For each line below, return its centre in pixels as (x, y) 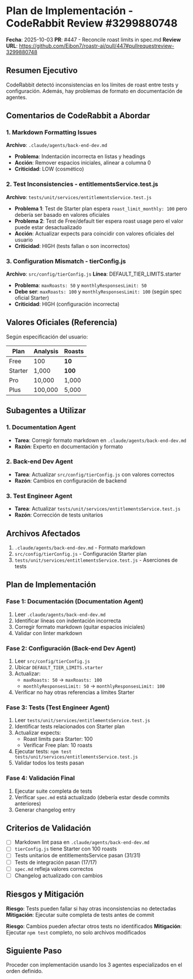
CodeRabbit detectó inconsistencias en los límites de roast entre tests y (92, 85)
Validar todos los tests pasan (49, 763)
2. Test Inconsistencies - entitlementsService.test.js (82, 185)
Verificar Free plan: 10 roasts (58, 745)
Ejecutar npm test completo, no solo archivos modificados (76, 932)
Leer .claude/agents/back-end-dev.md (60, 614)
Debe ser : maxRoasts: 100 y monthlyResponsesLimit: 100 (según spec (98, 291)
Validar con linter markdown (48, 633)
